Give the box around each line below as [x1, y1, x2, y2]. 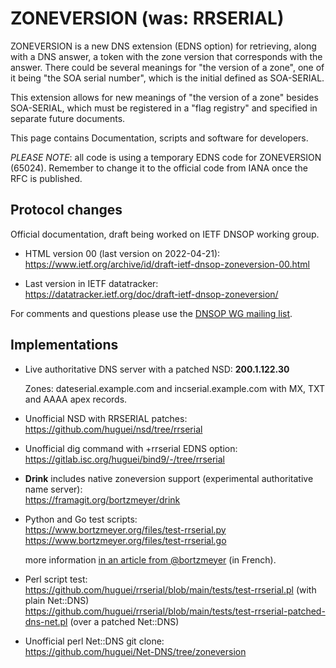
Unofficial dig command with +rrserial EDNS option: [24, 442, 238, 454]
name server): [24, 483, 83, 495]
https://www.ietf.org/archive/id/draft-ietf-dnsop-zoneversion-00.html [24, 258, 311, 270]
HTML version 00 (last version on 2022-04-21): [24, 247, 221, 259]
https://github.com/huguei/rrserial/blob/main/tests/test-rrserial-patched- [24, 605, 326, 617]
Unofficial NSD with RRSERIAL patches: [24, 412, 188, 424]
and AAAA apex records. [24, 393, 128, 405]
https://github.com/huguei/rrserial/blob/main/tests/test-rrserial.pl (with [24, 583, 317, 596]
